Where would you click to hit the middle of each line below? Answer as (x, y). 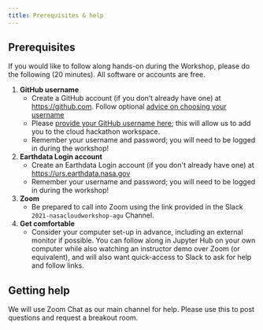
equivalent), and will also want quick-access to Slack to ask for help (141, 258)
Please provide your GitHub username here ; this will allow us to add (141, 124)
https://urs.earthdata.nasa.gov (81, 173)
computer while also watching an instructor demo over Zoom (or (135, 249)
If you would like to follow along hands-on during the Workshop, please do (129, 66)
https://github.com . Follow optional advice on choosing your (129, 106)
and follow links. (57, 265)
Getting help (39, 290)
